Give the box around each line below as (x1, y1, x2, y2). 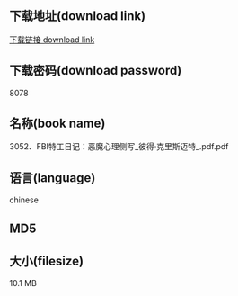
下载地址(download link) (9, 8, 146, 24)
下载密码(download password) (9, 63, 182, 78)
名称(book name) (9, 116, 106, 131)
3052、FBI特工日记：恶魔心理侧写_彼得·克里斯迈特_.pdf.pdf (9, 141, 229, 152)
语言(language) (9, 170, 96, 185)
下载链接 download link (9, 34, 95, 45)
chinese (9, 194, 39, 205)
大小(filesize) (9, 254, 84, 269)
